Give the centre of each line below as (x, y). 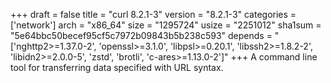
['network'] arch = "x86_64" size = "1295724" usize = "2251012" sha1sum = (166, 25)
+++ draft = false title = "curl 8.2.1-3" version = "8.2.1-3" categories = (153, 14)
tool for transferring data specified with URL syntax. (117, 67)
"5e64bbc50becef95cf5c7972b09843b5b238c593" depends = (141, 35)
